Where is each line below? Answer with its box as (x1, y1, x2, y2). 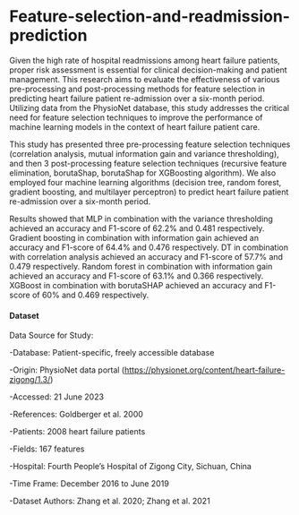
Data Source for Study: (9, 330, 94, 341)
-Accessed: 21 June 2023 (9, 391, 105, 402)
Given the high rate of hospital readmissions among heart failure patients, (9, 55, 280, 65)
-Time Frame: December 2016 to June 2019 (9, 478, 170, 489)
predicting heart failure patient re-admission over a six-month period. (9, 92, 265, 104)
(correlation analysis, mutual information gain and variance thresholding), (9, 148, 279, 159)
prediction (9, 25, 88, 46)
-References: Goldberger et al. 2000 (9, 409, 143, 420)
